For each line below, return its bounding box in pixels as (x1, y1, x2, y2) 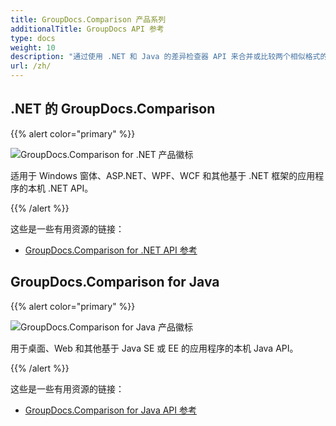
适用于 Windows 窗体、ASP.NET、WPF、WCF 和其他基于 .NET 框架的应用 (10, 169, 316, 181)
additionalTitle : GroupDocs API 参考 (10, 24, 165, 34)
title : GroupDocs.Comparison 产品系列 (10, 14, 167, 25)
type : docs (10, 33, 56, 43)
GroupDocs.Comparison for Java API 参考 (24, 404, 197, 416)
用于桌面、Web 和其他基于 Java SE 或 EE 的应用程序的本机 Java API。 (10, 342, 299, 354)
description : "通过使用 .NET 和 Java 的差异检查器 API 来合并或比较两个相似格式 (10, 52, 321, 62)
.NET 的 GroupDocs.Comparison (10, 101, 216, 118)
